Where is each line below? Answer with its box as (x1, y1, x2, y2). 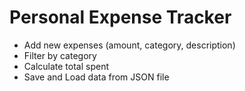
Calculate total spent (23, 60, 109, 72)
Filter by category (23, 49, 97, 61)
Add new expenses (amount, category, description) (23, 39, 236, 51)
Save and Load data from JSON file (23, 71, 170, 83)
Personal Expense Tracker (9, 6, 232, 29)
